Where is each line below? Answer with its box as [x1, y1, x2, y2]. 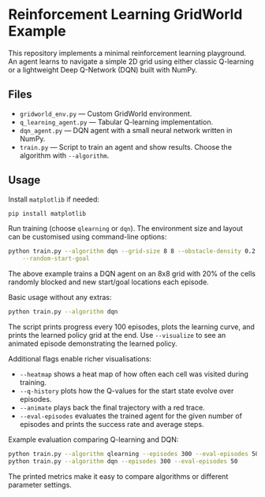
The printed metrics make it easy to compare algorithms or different [8, 471, 229, 481]
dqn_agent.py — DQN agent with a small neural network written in [19, 125, 233, 135]
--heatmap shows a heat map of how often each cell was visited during [19, 369, 248, 379]
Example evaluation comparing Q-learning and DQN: [8, 435, 179, 444]
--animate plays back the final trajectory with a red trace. [19, 403, 205, 413]
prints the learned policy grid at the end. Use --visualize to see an [8, 331, 226, 340]
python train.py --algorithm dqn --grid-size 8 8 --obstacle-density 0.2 [8, 247, 256, 255]
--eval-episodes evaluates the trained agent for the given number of [19, 411, 243, 421]
